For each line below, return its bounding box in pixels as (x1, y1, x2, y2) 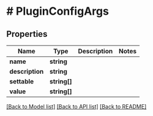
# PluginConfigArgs (6, 4, 109, 18)
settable (9, 77, 34, 85)
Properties (6, 29, 48, 39)
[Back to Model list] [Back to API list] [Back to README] (6, 103, 147, 110)
